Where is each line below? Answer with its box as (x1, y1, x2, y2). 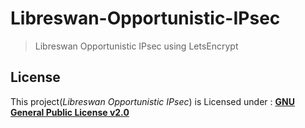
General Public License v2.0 (10, 106, 130, 118)
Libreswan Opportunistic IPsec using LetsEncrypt (34, 40, 239, 52)
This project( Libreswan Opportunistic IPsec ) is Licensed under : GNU (10, 95, 295, 107)
